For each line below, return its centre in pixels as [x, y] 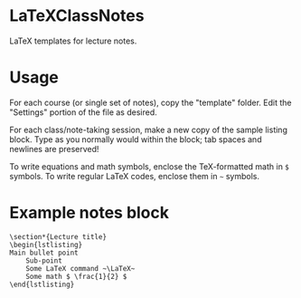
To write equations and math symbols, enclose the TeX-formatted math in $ [149, 166]
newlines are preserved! [54, 149]
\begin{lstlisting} [46, 245]
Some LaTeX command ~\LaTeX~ [80, 268]
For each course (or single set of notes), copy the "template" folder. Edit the [150, 102]
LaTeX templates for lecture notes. [73, 41]
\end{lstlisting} [42, 284]
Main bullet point [44, 253]
